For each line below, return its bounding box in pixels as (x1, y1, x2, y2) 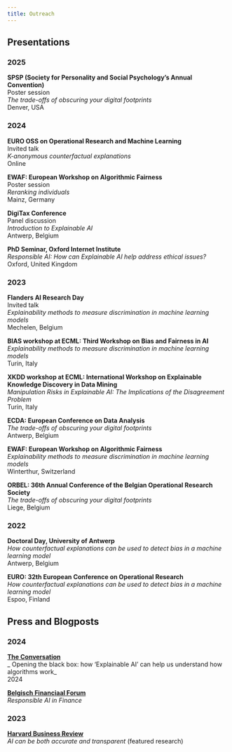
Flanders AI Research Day (7, 293, 84, 302)
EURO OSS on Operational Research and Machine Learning (7, 136, 182, 145)
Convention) (7, 81, 45, 89)
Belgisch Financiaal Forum (7, 688, 86, 696)
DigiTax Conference (7, 209, 67, 217)
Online (7, 159, 27, 167)
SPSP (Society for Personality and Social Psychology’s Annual (7, 73, 193, 82)
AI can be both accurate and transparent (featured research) (7, 737, 184, 746)
